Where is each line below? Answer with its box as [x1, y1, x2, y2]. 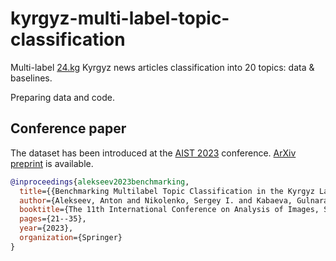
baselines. [10, 72, 53, 84]
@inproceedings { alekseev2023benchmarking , [10, 177, 190, 187]
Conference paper [10, 120, 127, 137]
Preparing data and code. [10, 91, 115, 103]
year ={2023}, [19, 223, 74, 234]
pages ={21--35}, [19, 214, 87, 224]
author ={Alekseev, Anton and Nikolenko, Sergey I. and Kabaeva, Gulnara [19, 195, 329, 206]
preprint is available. [10, 157, 94, 169]
